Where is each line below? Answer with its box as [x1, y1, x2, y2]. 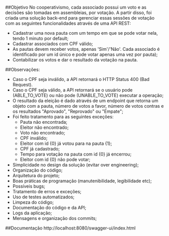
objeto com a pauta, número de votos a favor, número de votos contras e [12, 103, 164, 109]
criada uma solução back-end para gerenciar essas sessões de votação [5, 15, 155, 21]
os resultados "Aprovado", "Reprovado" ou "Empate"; [12, 108, 123, 114]
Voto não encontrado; [20, 130, 65, 135]
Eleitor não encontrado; [20, 124, 69, 130]
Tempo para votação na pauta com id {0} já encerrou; [20, 151, 132, 157]
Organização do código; [12, 167, 63, 173]
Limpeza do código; [12, 199, 54, 205]
